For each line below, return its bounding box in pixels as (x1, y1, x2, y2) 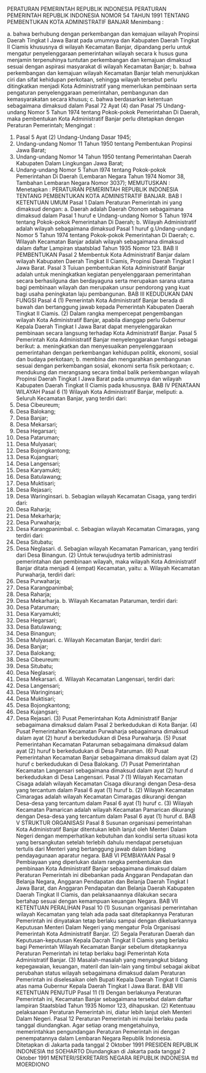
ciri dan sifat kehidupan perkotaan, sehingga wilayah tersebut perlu (7, 76, 177, 83)
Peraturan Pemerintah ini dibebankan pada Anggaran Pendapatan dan (15, 871, 193, 878)
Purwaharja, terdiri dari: (15, 571, 76, 578)
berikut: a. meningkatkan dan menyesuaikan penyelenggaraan (15, 342, 174, 350)
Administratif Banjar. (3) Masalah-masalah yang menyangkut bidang (15, 956, 188, 964)
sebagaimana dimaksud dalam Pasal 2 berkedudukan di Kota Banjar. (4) (15, 721, 198, 728)
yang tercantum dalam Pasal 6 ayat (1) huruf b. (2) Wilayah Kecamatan (15, 787, 194, 793)
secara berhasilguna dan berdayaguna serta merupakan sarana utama (15, 277, 194, 285)
